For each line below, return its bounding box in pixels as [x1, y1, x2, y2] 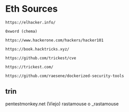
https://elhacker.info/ [5, 20, 56, 25]
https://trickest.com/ [5, 64, 54, 69]
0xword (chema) [5, 29, 38, 34]
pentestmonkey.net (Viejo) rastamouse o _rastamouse [5, 100, 119, 107]
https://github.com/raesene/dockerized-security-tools [5, 73, 124, 78]
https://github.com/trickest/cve [5, 55, 76, 61]
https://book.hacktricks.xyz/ [5, 46, 70, 51]
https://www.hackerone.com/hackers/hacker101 [5, 38, 104, 43]
